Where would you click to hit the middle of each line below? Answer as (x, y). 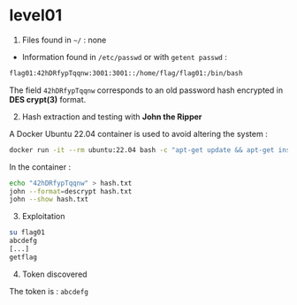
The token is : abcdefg (49, 291)
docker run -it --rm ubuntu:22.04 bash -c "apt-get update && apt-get (142, 150)
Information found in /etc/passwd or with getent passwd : (125, 57)
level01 (36, 15)
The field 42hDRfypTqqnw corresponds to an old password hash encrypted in (146, 90)
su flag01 (27, 233)
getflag (23, 257)
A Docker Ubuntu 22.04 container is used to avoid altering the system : (138, 133)
